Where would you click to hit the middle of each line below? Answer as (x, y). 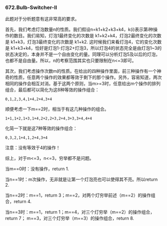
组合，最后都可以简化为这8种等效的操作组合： (52, 90)
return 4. (23, 202)
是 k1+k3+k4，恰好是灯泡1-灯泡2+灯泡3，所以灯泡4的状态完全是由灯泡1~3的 (83, 48)
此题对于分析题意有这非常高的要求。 (42, 19)
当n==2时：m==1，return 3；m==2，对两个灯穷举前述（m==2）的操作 (78, 195)
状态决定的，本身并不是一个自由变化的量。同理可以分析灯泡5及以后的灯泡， (83, 54)
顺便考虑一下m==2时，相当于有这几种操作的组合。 (57, 109)
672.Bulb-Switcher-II (31, 7)
